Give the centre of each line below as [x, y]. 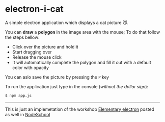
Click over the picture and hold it [45, 47]
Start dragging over [32, 52]
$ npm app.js [18, 96]
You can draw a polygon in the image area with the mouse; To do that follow [82, 32]
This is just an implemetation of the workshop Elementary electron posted [80, 109]
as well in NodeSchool [27, 114]
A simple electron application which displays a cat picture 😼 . [67, 23]
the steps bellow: [22, 37]
